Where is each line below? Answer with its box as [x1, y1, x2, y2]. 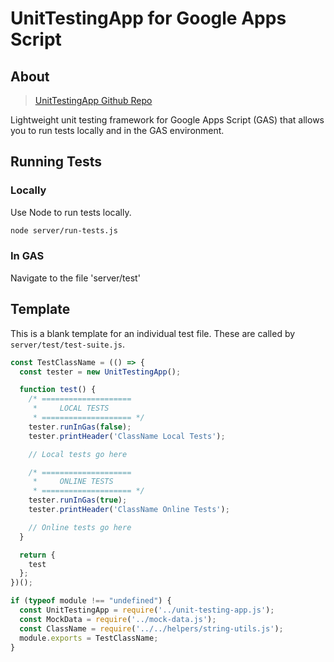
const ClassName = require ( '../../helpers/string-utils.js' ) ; [19, 623, 284, 634]
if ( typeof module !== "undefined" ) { [10, 596, 172, 606]
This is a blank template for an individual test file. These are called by [10, 327, 296, 339]
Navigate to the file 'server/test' [10, 272, 141, 284]
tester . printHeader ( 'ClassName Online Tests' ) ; [28, 505, 230, 515]
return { [19, 550, 56, 560]
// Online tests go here [28, 522, 132, 532]
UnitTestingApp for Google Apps [10, 7, 287, 30]
